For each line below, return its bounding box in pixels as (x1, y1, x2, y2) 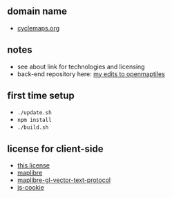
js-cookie (17, 183, 45, 192)
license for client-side (7, 143, 104, 154)
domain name (7, 6, 68, 17)
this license (17, 161, 50, 170)
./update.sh (17, 109, 52, 116)
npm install (17, 117, 52, 124)
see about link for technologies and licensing (17, 62, 145, 71)
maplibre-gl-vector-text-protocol (17, 176, 111, 184)
